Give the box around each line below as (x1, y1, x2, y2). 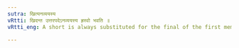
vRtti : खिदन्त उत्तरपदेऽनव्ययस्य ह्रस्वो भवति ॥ (7, 17, 110, 24)
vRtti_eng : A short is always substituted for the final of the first (7, 23, 221, 30)
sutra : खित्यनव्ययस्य (7, 10, 56, 18)
